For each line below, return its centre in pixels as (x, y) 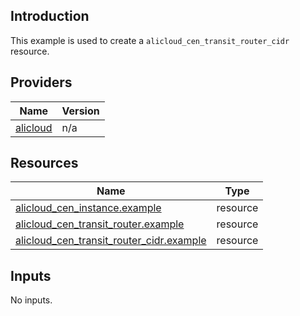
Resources (44, 163)
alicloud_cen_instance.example (88, 208)
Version (80, 111)
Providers (41, 82)
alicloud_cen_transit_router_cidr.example (111, 241)
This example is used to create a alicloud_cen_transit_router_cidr (150, 40)
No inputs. (31, 300)
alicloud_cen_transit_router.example (100, 224)
